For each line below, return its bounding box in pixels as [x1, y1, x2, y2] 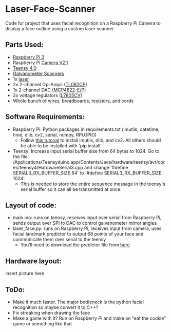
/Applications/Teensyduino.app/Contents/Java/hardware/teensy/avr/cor [12, 159, 165, 165]
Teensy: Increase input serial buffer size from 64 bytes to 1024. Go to [12, 148, 160, 154]
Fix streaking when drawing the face [12, 310, 90, 316]
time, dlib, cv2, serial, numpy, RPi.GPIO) [12, 131, 97, 138]
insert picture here [5, 270, 45, 277]
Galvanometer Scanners [12, 70, 64, 76]
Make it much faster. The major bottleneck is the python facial [12, 299, 144, 305]
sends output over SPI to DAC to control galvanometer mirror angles [12, 220, 157, 226]
